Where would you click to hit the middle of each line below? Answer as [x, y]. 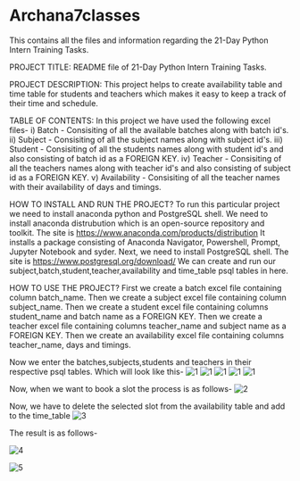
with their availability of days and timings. [86, 187]
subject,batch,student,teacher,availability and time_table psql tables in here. [149, 270]
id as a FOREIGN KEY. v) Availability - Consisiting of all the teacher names [145, 177]
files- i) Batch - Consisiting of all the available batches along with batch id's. [149, 129]
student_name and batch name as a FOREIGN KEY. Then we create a [136, 316]
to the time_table [40, 415]
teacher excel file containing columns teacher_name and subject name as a [148, 326]
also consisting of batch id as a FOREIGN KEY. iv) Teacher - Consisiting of [146, 158]
